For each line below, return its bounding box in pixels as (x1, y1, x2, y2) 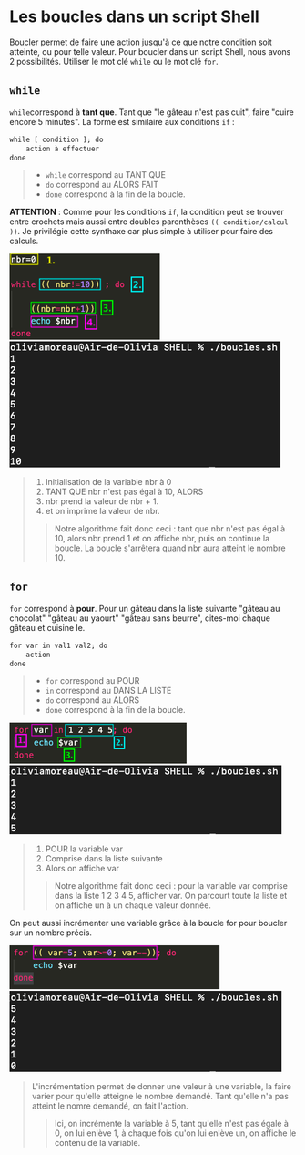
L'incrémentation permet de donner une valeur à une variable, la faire (31, 1080, 291, 1091)
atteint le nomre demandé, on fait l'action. (31, 1100, 188, 1111)
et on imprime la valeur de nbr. (45, 505, 161, 516)
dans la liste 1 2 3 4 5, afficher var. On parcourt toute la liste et (54, 890, 288, 901)
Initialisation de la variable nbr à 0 (45, 476, 172, 487)
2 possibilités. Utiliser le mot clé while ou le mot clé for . (9, 56, 219, 67)
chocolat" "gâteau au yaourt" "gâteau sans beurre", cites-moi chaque (9, 613, 271, 624)
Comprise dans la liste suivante (45, 852, 163, 863)
